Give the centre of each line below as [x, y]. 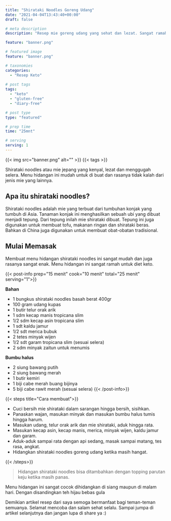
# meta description [26, 28]
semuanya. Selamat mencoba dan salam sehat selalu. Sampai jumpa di [79, 507]
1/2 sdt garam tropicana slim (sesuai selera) [58, 342]
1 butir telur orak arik [34, 310]
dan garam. [25, 436]
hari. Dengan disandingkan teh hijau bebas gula [55, 492]
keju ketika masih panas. [44, 477]
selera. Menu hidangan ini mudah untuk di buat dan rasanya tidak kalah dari [84, 175]
